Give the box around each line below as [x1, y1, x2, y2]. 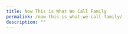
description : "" [6, 19, 46, 25]
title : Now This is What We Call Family [6, 8, 107, 14]
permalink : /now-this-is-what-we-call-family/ [6, 14, 123, 20]
